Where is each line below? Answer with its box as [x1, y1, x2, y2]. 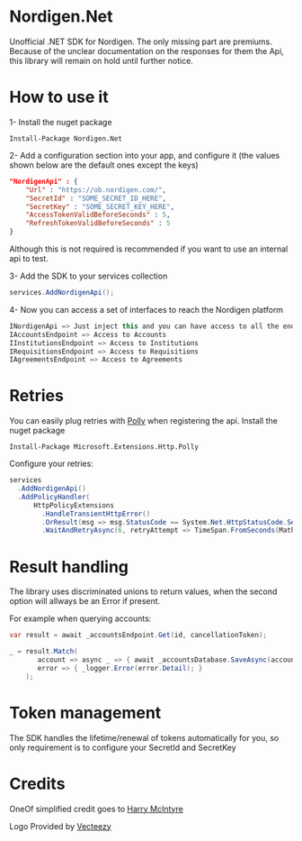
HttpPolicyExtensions [32, 500, 115, 510]
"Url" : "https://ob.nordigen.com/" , [25, 185, 167, 195]
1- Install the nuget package [9, 116, 112, 127]
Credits [9, 773, 66, 794]
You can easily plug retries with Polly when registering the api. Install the [9, 416, 279, 426]
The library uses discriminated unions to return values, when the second [9, 586, 278, 597]
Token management [9, 702, 162, 723]
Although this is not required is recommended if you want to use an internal [9, 243, 289, 254]
